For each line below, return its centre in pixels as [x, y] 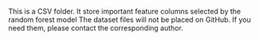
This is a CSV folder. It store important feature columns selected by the [125, 11]
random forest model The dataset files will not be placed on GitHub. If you [129, 20]
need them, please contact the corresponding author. [96, 28]
